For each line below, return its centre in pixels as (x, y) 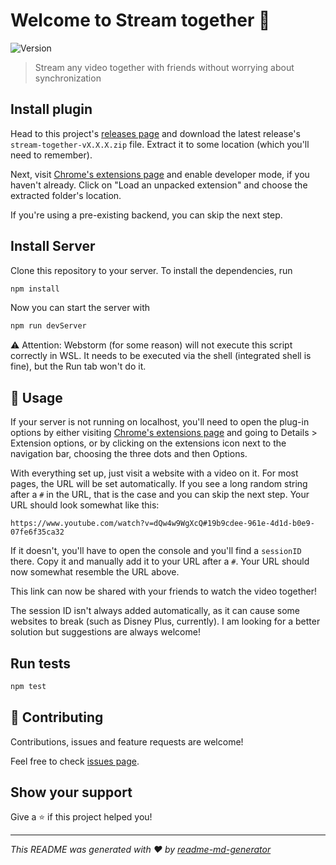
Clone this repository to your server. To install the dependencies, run (151, 270)
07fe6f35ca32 (37, 532)
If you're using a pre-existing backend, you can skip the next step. (146, 215)
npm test (28, 686)
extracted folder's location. (66, 195)
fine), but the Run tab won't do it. (78, 366)
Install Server (53, 246)
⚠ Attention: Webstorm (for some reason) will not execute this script (151, 345)
